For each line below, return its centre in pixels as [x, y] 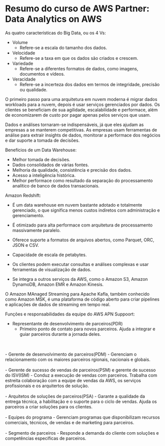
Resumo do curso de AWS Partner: [77, 9]
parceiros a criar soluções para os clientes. [49, 406]
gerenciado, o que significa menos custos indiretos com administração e [86, 210]
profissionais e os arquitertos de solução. [47, 386]
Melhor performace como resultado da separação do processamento [82, 180]
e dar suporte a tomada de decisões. [42, 140]
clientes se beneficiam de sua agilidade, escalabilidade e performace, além [82, 110]
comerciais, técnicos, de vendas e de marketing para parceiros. [70, 422]
